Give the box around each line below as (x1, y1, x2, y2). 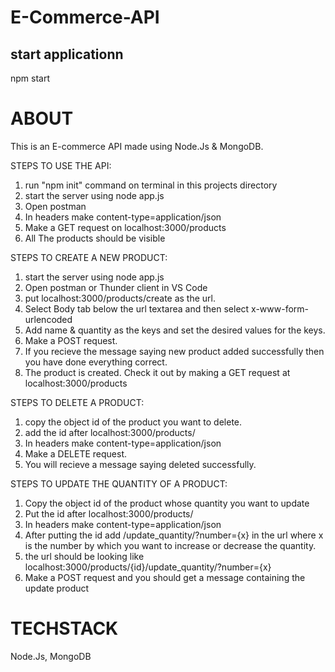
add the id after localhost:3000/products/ (24, 426, 196, 438)
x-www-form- (251, 302, 310, 315)
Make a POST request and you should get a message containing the (24, 571, 306, 583)
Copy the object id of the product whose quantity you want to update (24, 497, 310, 509)
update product (24, 582, 90, 594)
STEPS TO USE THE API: (10, 159, 112, 171)
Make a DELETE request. (24, 447, 128, 460)
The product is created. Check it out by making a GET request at (24, 366, 291, 378)
